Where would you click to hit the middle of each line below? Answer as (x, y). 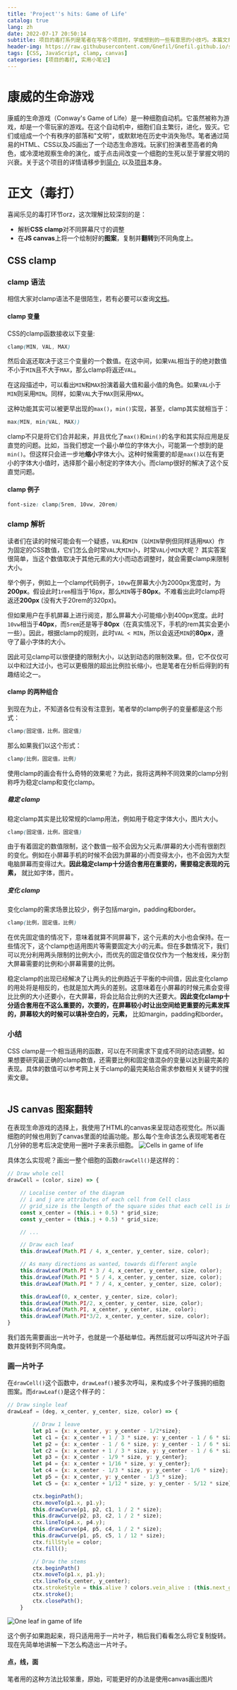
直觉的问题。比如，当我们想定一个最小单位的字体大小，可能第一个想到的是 (115, 445)
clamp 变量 (24, 316)
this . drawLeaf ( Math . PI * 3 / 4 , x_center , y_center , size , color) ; (121, 1271)
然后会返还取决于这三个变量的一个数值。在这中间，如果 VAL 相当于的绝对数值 (117, 361)
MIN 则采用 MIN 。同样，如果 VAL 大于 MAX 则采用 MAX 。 (78, 394)
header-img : (25, 47)
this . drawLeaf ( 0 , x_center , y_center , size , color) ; (99, 1296)
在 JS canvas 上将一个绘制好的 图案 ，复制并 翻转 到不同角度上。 (107, 238)
